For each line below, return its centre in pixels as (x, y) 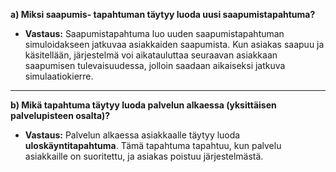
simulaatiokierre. (59, 76)
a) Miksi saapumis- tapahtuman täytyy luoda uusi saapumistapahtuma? (163, 14)
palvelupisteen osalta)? (60, 115)
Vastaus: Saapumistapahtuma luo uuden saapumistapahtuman (154, 33)
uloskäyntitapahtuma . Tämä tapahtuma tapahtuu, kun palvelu (153, 145)
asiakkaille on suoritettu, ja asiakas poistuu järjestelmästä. (144, 156)
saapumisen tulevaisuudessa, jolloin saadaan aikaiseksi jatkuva (155, 65)
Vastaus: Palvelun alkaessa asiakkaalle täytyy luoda (132, 135)
